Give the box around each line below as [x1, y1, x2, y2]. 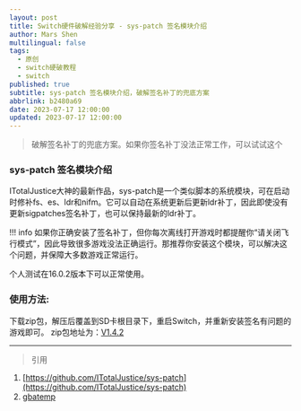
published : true [9, 80, 70, 89]
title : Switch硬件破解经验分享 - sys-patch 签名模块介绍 [9, 22, 208, 31]
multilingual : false [9, 38, 87, 48]
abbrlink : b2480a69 [9, 96, 82, 106]
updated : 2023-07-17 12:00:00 [9, 113, 123, 122]
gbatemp [21, 391, 56, 402]
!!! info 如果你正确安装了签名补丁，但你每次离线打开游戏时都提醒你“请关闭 [9, 227, 281, 238]
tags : [9, 47, 30, 56]
